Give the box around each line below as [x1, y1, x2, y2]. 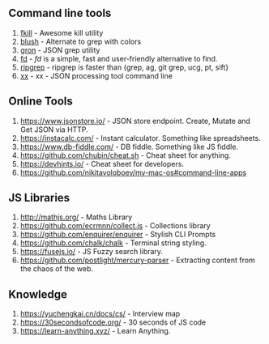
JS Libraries [8, 191, 70, 205]
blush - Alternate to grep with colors [19, 36, 142, 46]
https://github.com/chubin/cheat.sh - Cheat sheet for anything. [19, 150, 231, 160]
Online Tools [8, 95, 73, 108]
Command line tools [8, 6, 112, 20]
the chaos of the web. [19, 264, 94, 274]
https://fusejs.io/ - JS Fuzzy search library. [19, 247, 164, 257]
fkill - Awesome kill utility [19, 28, 104, 37]
